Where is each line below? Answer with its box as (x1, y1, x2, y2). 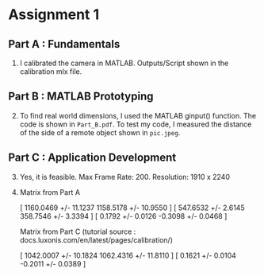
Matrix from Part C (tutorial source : (19, 227, 136, 236)
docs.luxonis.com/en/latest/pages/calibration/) (19, 235, 173, 244)
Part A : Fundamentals (8, 37, 121, 51)
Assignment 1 (8, 6, 100, 24)
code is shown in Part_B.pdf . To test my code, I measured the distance (19, 119, 252, 129)
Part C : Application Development (8, 151, 177, 165)
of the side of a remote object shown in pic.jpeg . (19, 127, 181, 137)
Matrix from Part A (19, 187, 81, 196)
